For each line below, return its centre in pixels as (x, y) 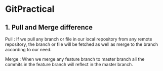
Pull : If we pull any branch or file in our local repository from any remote (79, 39)
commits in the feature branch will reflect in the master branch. (69, 64)
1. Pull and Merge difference (49, 27)
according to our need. (28, 50)
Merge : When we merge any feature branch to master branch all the (75, 59)
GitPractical (30, 9)
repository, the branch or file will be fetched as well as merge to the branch (81, 44)
